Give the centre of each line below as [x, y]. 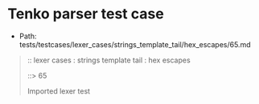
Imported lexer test [58, 91]
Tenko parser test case [86, 14]
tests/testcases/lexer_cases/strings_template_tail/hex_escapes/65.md [135, 44]
